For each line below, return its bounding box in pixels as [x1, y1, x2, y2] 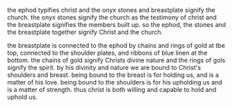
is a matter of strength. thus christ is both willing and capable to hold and [7, 86, 217, 93]
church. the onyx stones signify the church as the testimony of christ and [7, 13, 217, 21]
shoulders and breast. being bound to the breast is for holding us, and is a [7, 71, 219, 79]
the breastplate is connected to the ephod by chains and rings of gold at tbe [7, 42, 225, 49]
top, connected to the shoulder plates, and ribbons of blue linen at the [7, 48, 208, 57]
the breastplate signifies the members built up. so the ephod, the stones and [7, 21, 226, 28]
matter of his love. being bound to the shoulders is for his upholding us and [7, 78, 223, 86]
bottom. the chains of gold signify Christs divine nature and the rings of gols [7, 56, 226, 64]
